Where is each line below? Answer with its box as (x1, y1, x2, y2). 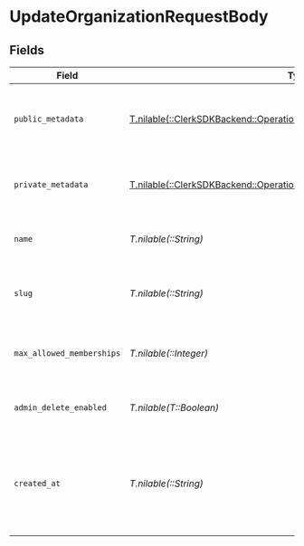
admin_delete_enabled (14, 403, 107, 413)
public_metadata (14, 114, 84, 124)
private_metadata (14, 179, 89, 189)
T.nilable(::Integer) (129, 347, 209, 359)
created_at (14, 478, 61, 488)
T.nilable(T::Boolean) (129, 401, 220, 414)
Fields (9, 43, 45, 58)
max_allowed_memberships (14, 349, 121, 359)
